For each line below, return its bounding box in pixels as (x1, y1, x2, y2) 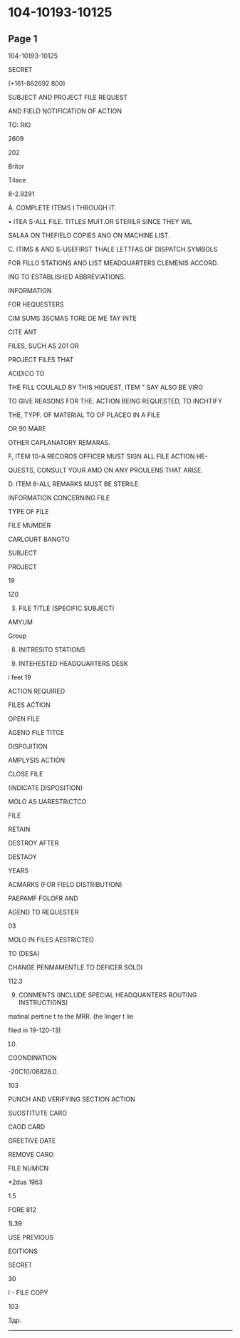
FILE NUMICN (8, 1164, 49, 1173)
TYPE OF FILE (8, 508, 49, 515)
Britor (8, 162, 25, 170)
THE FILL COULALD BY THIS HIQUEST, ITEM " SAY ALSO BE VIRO (8, 383, 204, 391)
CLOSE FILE (8, 770, 43, 778)
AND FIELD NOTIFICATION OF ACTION (8, 107, 122, 115)
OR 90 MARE (8, 425, 46, 433)
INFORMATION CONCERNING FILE (8, 493, 110, 502)
